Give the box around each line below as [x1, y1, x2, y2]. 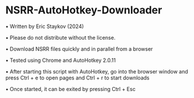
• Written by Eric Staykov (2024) [5, 23, 84, 30]
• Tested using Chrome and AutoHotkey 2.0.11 [5, 57, 116, 64]
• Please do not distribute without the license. [5, 34, 116, 41]
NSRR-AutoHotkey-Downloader [5, 3, 162, 17]
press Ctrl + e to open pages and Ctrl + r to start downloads [5, 74, 150, 81]
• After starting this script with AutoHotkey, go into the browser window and [5, 68, 188, 75]
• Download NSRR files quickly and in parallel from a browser [5, 45, 153, 52]
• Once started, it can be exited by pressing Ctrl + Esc [5, 85, 136, 92]
